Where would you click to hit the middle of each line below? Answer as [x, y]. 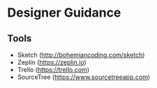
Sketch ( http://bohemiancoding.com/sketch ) [81, 55]
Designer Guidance [64, 13]
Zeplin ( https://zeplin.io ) [52, 62]
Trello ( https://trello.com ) [53, 70]
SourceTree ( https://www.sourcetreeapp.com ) [84, 77]
